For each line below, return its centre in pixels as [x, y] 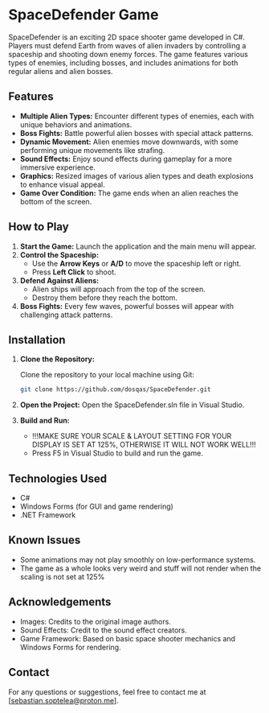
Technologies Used [57, 478]
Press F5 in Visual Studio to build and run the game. [117, 453]
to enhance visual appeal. [63, 184]
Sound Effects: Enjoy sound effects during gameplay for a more [126, 159]
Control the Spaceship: [59, 254]
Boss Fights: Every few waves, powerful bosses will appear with [127, 306]
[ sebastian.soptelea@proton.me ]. [63, 700]
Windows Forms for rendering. [71, 647]
